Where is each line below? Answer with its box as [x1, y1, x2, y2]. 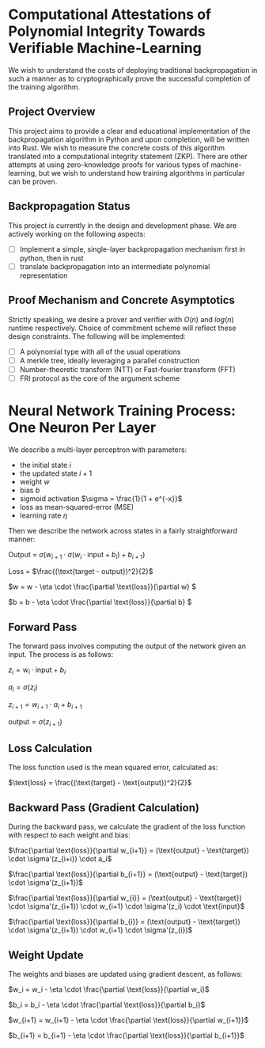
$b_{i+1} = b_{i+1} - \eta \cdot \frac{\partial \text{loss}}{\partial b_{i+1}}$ [8, 1031, 245, 1040]
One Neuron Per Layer [8, 418, 157, 436]
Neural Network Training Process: [8, 401, 236, 420]
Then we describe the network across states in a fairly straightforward [8, 526, 237, 535]
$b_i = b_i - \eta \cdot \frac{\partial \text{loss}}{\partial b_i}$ [8, 1000, 206, 1009]
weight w [19, 477, 50, 486]
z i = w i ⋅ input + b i [8, 665, 66, 677]
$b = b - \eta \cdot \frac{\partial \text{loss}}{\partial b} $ [8, 598, 192, 607]
